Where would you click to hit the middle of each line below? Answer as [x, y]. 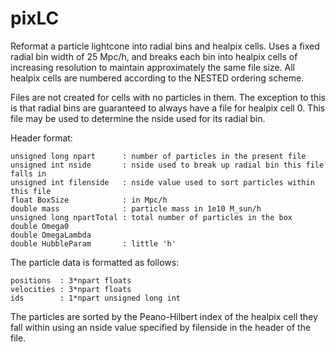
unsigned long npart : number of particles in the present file [158, 156]
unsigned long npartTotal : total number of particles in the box [151, 217]
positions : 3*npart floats [71, 280]
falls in [28, 173]
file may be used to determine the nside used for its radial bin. [138, 118]
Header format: [41, 138]
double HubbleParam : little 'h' [93, 243]
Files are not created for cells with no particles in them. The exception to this [168, 97]
